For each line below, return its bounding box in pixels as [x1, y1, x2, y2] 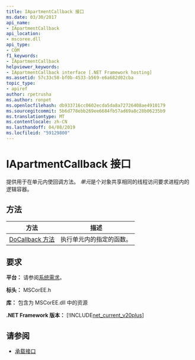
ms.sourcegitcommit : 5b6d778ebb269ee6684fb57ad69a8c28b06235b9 [6, 108, 166, 114]
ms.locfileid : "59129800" [6, 130, 70, 136]
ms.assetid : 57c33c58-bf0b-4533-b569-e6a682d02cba [6, 75, 134, 81]
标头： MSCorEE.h [6, 286, 52, 294]
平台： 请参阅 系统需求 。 [6, 274, 65, 281]
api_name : [6, 20, 31, 26]
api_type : [6, 42, 31, 48]
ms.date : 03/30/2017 [6, 14, 57, 20]
